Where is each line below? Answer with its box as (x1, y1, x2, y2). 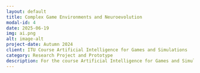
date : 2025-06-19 (6, 25, 49, 31)
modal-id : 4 (6, 19, 36, 25)
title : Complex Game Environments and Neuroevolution (6, 14, 143, 20)
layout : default (6, 8, 46, 15)
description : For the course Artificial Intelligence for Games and (6, 58, 180, 64)
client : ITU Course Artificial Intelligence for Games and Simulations (6, 47, 187, 53)
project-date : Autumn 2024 (6, 42, 73, 48)
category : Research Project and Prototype (6, 52, 113, 58)
